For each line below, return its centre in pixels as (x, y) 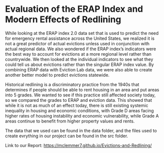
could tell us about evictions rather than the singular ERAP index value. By (80, 64)
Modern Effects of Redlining (63, 19)
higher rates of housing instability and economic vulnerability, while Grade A (82, 116)
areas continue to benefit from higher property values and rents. (70, 121)
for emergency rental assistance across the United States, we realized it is (80, 38)
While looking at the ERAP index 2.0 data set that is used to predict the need (82, 33)
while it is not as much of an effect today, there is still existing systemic (77, 105)
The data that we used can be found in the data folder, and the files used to (81, 130)
